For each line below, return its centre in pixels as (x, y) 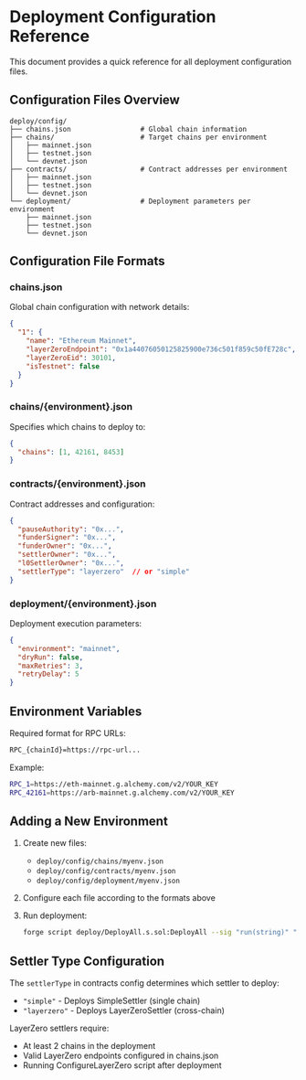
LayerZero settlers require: (59, 1028)
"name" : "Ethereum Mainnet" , (81, 341)
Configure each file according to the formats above (119, 898)
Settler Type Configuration (87, 961)
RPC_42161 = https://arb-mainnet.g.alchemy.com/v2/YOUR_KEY (122, 793)
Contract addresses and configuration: (82, 504)
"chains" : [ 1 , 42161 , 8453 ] (71, 452)
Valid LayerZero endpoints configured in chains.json (121, 1056)
